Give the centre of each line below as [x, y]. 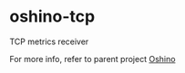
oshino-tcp [52, 17]
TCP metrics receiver [49, 41]
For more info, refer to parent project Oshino [92, 59]
